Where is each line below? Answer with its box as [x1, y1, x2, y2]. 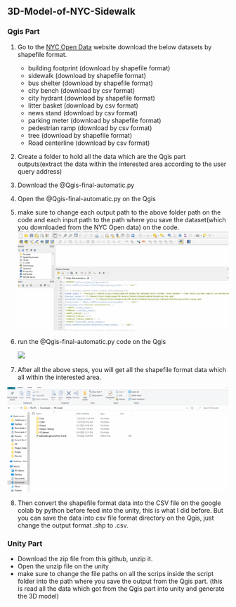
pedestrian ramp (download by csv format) [27, 123, 152, 132]
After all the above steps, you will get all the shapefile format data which [17, 366, 227, 374]
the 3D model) [17, 592, 60, 601]
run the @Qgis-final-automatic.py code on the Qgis [17, 338, 166, 346]
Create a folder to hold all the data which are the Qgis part [17, 152, 186, 160]
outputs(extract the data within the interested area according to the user [17, 160, 227, 168]
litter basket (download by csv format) [27, 101, 139, 110]
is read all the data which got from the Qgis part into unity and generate [17, 584, 225, 593]
